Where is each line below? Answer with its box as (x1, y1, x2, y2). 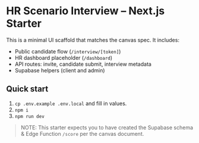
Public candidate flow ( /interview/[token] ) (14, 47, 121, 55)
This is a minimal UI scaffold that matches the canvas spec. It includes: (6, 36, 180, 43)
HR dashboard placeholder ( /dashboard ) (14, 54, 113, 61)
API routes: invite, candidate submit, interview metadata (14, 61, 151, 68)
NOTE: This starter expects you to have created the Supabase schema (20, 123, 194, 131)
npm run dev (14, 113, 45, 119)
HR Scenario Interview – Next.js (6, 4, 165, 18)
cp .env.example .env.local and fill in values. (14, 100, 127, 107)
